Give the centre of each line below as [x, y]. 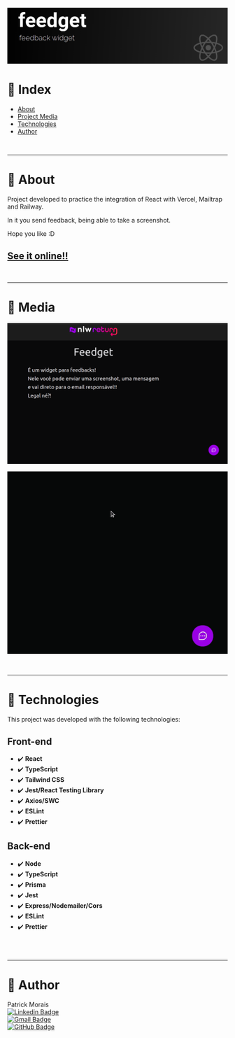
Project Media [37, 117]
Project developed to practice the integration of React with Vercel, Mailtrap [115, 199]
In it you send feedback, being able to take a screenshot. [89, 220]
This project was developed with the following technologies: [94, 720]
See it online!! [38, 256]
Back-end [29, 847]
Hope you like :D [31, 234]
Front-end [30, 742]
